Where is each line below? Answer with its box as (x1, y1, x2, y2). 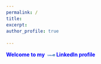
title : (6, 15, 22, 22)
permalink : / (6, 9, 38, 15)
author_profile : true (6, 28, 59, 34)
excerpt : (6, 22, 28, 28)
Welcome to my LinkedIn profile (6, 51, 96, 58)
